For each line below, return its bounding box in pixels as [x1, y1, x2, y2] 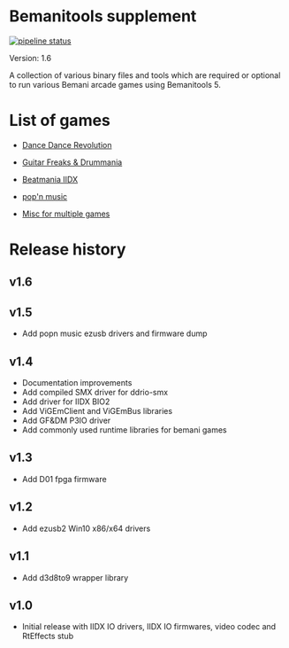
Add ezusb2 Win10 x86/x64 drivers [21, 523, 151, 534]
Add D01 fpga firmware [21, 473, 108, 484]
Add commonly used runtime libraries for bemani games [21, 425, 227, 435]
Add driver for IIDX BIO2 [21, 396, 110, 407]
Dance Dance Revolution [21, 139, 112, 150]
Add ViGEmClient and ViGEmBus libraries [21, 406, 173, 417]
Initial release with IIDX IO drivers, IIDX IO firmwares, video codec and [21, 621, 277, 632]
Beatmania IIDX [21, 174, 78, 184]
